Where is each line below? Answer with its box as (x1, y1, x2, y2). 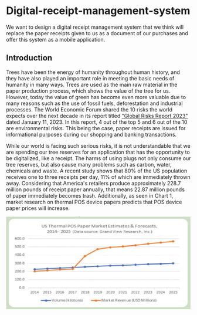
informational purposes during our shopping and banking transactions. (6, 131, 177, 138)
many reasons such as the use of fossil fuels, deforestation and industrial (6, 100, 183, 107)
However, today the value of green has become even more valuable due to (6, 93, 186, 100)
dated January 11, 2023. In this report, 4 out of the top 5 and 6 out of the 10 (6, 118, 188, 126)
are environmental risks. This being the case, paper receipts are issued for (6, 124, 186, 131)
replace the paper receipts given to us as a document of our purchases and (6, 29, 189, 36)
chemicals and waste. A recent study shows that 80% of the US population (6, 167, 188, 174)
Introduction (6, 53, 53, 63)
